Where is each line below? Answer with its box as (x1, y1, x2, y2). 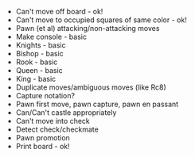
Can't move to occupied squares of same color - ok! (15, 15, 187, 25)
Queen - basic (15, 66, 64, 75)
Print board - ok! (15, 142, 70, 151)
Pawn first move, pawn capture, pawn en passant (15, 99, 179, 109)
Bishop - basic (15, 49, 64, 58)
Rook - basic (15, 57, 58, 67)
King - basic (15, 75, 57, 83)
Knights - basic (15, 40, 66, 50)
